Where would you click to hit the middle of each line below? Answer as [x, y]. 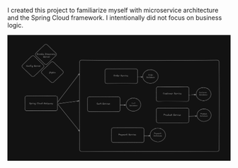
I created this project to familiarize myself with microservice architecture [113, 10]
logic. [15, 25]
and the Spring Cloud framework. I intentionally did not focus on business [115, 18]
